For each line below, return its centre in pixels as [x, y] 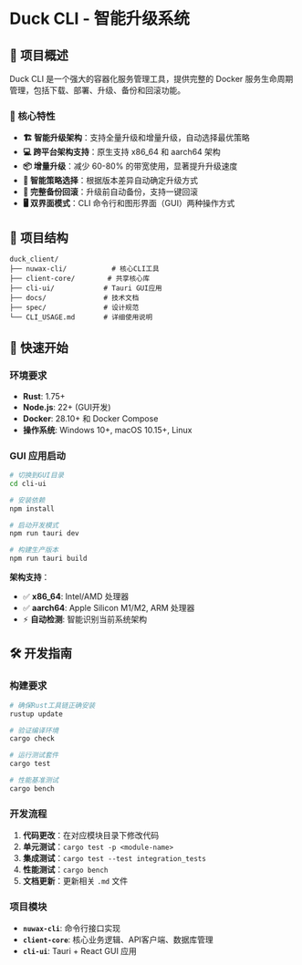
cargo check [32, 739]
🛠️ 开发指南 [41, 654]
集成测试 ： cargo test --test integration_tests [115, 858]
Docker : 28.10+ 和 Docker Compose [90, 418]
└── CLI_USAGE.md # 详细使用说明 [81, 317]
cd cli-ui [28, 483]
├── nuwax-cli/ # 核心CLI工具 [84, 269]
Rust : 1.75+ [44, 396]
